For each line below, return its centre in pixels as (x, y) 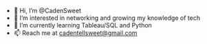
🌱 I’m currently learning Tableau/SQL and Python (83, 25)
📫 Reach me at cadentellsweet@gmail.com (75, 33)
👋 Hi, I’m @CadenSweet (47, 11)
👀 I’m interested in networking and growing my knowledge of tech (107, 18)
